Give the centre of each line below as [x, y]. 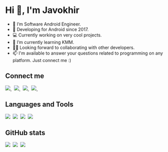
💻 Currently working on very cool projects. [57, 35]
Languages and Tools [39, 104]
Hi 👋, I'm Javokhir [42, 10]
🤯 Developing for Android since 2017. [50, 29]
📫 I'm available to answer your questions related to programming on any [88, 53]
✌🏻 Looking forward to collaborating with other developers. [73, 47]
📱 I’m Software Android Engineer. [47, 24]
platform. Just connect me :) [42, 60]
